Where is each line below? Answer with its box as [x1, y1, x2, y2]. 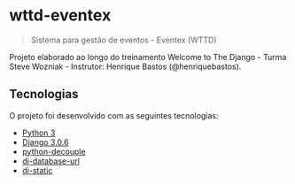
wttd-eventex [9, 5, 112, 26]
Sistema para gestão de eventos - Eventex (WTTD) [30, 34, 217, 45]
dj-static [21, 165, 53, 175]
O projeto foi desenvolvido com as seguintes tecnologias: [9, 110, 219, 120]
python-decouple [21, 146, 86, 157]
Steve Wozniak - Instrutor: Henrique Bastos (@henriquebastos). [9, 61, 242, 72]
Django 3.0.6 [21, 136, 69, 147]
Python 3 [21, 127, 56, 138]
